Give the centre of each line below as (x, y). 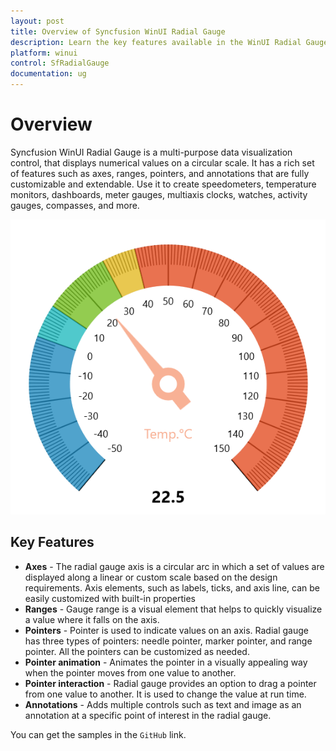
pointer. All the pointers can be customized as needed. (137, 651)
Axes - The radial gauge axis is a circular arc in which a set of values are (174, 566)
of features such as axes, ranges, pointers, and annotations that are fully (160, 173)
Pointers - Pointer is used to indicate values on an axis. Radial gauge (166, 630)
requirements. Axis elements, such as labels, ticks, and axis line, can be (172, 587)
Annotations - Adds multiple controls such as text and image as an (163, 704)
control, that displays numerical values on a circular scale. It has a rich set (162, 162)
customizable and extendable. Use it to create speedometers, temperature (163, 184)
